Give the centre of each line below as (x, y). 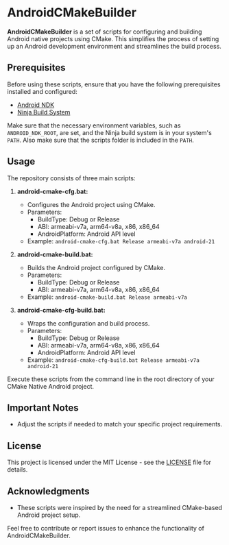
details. (17, 470)
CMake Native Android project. (51, 386)
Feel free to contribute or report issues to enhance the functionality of (106, 528)
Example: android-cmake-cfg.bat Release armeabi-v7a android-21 (121, 241)
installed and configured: (42, 91)
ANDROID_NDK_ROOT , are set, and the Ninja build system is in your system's (110, 132)
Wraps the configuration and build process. (88, 323)
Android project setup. (49, 515)
